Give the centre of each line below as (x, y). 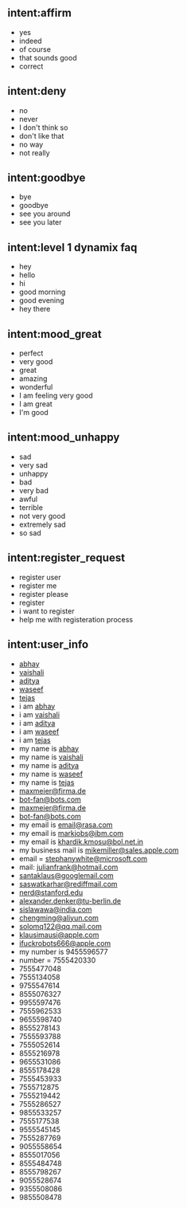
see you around (45, 214)
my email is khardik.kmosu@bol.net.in (81, 841)
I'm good (33, 413)
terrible (31, 507)
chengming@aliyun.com (58, 918)
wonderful (36, 387)
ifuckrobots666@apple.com (65, 943)
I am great (35, 404)
